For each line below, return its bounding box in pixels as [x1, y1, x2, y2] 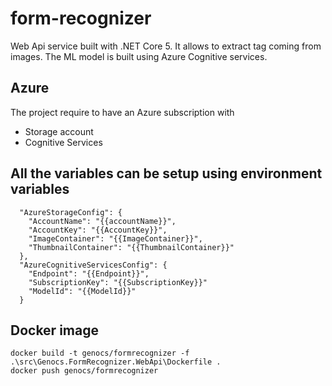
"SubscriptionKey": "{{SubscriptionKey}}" [28, 277, 208, 287]
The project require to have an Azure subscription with [10, 106, 235, 118]
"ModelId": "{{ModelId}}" [28, 286, 137, 296]
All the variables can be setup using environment [10, 165, 323, 182]
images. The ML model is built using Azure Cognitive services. [10, 50, 268, 62]
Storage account [24, 125, 94, 137]
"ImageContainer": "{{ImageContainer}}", [28, 233, 203, 244]
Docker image [10, 322, 99, 339]
